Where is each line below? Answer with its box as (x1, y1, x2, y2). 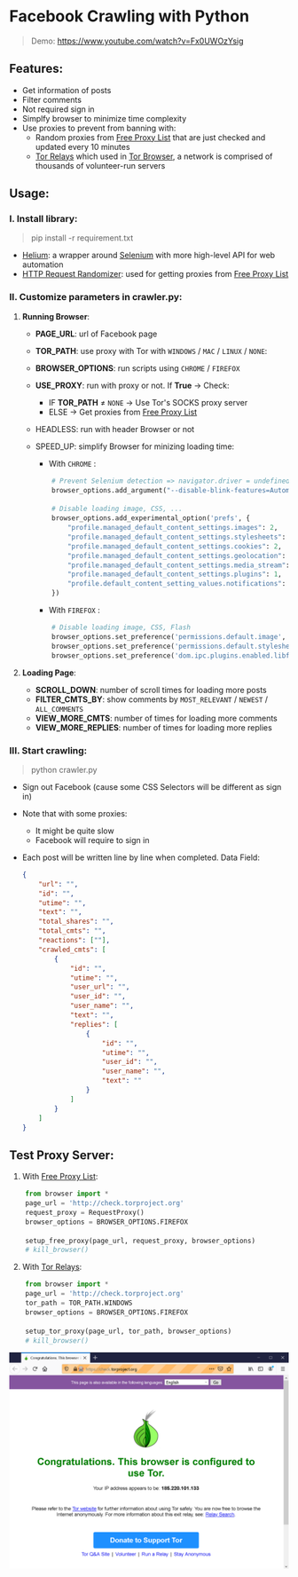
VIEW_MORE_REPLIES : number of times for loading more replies (35, 721, 272, 733)
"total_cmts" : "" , (38, 926, 106, 935)
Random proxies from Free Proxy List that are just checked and (35, 131, 266, 143)
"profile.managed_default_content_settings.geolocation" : (67, 551, 286, 560)
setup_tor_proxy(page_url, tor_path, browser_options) (25, 1327, 232, 1336)
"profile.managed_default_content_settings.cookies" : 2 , (67, 541, 282, 551)
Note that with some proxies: (21, 808, 128, 818)
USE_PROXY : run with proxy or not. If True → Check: (35, 380, 230, 390)
